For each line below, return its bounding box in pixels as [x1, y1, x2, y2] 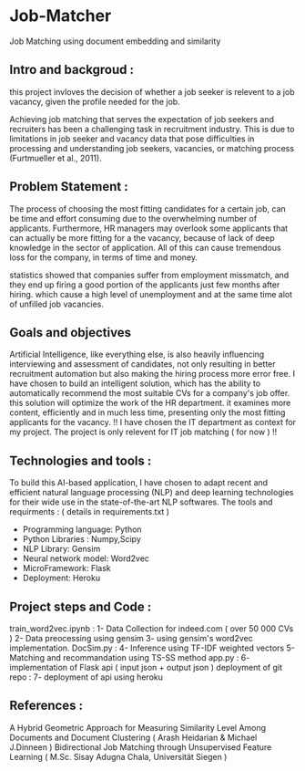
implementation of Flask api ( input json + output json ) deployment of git [9, 662, 283, 672]
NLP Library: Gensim [22, 544, 101, 555]
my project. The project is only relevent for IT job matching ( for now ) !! [9, 426, 278, 438]
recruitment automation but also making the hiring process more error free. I [9, 369, 296, 380]
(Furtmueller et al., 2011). [9, 152, 102, 163]
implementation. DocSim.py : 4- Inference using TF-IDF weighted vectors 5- [9, 642, 296, 653]
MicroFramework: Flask [22, 563, 111, 574]
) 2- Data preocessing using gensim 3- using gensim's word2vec [9, 633, 253, 643]
